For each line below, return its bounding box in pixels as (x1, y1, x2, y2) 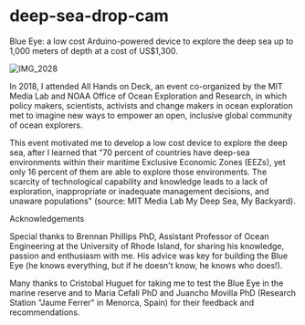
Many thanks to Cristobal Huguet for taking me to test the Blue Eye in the (9, 278, 284, 288)
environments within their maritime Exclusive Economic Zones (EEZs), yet (9, 156, 286, 167)
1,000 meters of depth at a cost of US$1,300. (9, 45, 178, 56)
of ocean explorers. (9, 120, 84, 131)
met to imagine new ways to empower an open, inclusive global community (9, 110, 293, 121)
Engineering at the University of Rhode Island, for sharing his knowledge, (9, 240, 285, 251)
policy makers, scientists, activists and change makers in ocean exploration (9, 100, 294, 110)
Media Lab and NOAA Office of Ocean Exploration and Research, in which (9, 90, 288, 101)
